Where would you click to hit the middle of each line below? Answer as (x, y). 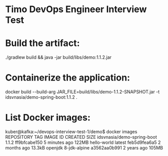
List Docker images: (48, 118)
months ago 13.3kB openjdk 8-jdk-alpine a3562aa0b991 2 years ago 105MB (84, 148)
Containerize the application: (68, 78)
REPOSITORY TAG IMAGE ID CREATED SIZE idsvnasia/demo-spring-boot (81, 137)
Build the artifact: (43, 43)
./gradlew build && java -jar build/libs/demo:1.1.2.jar (58, 57)
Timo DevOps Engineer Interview (76, 9)
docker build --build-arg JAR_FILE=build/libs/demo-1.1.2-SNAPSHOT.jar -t (82, 92)
